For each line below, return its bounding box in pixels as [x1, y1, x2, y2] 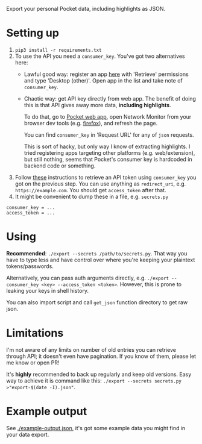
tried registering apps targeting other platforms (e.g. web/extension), [24, 149, 195, 156]
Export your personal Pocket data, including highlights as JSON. [6, 5, 166, 12]
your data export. [6, 431, 49, 438]
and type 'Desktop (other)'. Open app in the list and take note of [24, 77, 183, 84]
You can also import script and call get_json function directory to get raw [6, 298, 188, 306]
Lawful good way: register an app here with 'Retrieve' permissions [24, 70, 189, 78]
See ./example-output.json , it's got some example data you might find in [6, 424, 186, 431]
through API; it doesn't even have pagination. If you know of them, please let [6, 352, 197, 360]
